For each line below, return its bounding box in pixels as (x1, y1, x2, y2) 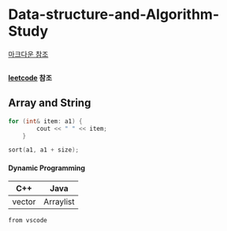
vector (12, 196, 36, 207)
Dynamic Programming (8, 163, 85, 173)
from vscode (8, 217, 47, 225)
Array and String (8, 96, 91, 110)
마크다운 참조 (8, 49, 49, 58)
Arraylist (43, 196, 75, 207)
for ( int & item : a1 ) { (8, 117, 83, 125)
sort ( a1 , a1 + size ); (8, 146, 80, 155)
